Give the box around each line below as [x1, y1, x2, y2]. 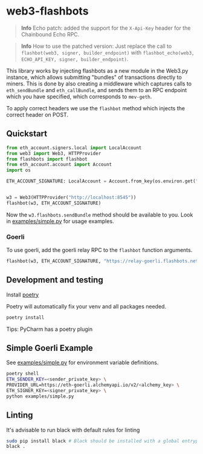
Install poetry [6, 291, 39, 298]
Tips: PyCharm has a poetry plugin [6, 325, 92, 333]
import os [6, 167, 31, 173]
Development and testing [6, 275, 104, 285]
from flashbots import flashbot [6, 156, 88, 162]
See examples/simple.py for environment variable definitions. [6, 359, 159, 366]
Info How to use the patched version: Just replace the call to [21, 42, 172, 50]
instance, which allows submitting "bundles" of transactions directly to [6, 73, 182, 81]
